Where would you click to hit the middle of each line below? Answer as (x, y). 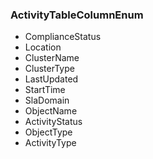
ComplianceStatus (63, 37)
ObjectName (51, 111)
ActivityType (50, 143)
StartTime (45, 90)
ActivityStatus (53, 122)
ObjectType (48, 132)
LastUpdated (51, 79)
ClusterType (49, 69)
